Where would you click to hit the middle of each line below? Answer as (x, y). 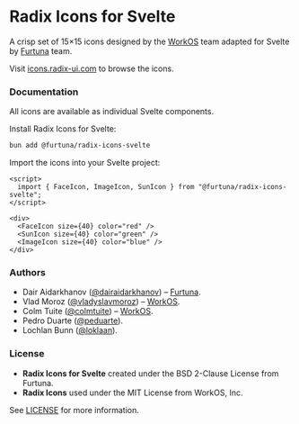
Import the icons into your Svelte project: (85, 163)
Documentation (44, 92)
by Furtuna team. (41, 50)
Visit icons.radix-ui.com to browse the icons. (92, 68)
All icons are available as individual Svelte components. (111, 112)
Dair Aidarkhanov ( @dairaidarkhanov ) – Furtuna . (112, 292)
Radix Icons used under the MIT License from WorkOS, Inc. (132, 392)
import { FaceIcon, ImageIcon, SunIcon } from (106, 187)
